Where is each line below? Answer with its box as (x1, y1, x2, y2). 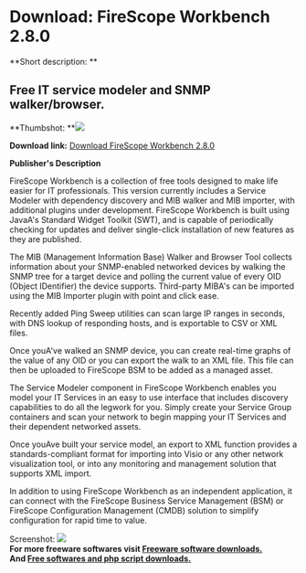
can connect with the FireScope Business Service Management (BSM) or (9, 495, 284, 506)
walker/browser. (9, 97, 105, 112)
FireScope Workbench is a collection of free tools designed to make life (9, 175, 279, 186)
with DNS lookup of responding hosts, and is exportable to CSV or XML (9, 317, 279, 328)
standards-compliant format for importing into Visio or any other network (9, 448, 284, 459)
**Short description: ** (9, 56, 98, 67)
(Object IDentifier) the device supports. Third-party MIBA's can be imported (9, 281, 295, 292)
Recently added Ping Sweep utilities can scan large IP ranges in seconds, (9, 308, 286, 319)
